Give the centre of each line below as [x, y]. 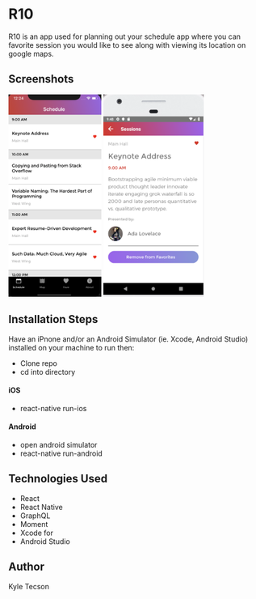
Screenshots [41, 79]
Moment [34, 524]
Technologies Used [58, 479]
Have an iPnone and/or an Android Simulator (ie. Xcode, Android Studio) [128, 339]
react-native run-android [61, 453]
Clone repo [39, 363]
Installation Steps [53, 319]
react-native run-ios [53, 408]
